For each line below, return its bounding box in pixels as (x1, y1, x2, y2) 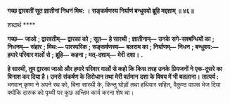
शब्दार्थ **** (7, 21, 36, 29)
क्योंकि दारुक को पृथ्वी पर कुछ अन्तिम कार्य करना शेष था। (7, 89, 134, 96)
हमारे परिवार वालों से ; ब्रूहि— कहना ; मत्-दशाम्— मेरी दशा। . (7, 51, 143, 59)
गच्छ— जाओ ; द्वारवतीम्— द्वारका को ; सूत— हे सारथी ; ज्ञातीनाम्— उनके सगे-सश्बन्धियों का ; (7, 35, 215, 43)
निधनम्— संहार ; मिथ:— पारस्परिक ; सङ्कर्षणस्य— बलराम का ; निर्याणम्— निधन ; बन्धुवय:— (7, 43, 219, 51)
